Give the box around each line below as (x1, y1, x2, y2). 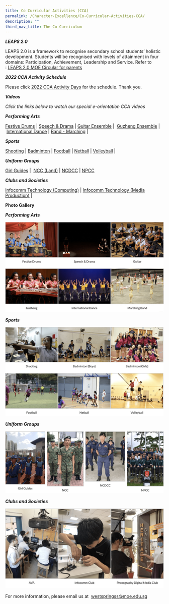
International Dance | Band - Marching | (6, 129, 89, 135)
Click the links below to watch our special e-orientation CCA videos (5, 103, 145, 109)
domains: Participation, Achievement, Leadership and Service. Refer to (5, 59, 152, 65)
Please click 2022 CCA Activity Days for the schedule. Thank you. (5, 84, 142, 90)
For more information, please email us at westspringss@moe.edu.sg (5, 593, 147, 599)
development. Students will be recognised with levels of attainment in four (5, 53, 159, 60)
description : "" (5, 19, 39, 24)
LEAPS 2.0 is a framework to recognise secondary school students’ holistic (5, 48, 161, 54)
